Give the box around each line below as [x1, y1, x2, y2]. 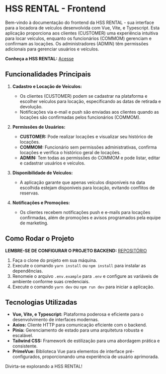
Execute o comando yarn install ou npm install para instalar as [12, 262, 146, 268]
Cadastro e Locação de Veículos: [12, 83, 82, 89]
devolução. [19, 103, 43, 110]
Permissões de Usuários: [12, 124, 66, 130]
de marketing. [19, 220, 49, 226]
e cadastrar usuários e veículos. [19, 160, 85, 166]
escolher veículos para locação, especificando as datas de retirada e [19, 98, 162, 104]
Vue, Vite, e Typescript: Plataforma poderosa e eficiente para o [12, 311, 144, 317]
